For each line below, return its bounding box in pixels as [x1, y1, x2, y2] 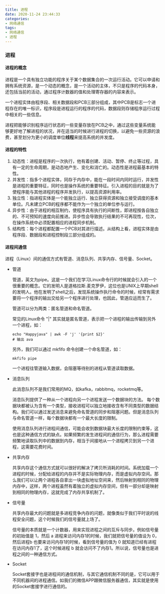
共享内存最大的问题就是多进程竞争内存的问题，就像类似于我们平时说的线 [12, 510, 159, 516]
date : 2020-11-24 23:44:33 [5, 12, 60, 17]
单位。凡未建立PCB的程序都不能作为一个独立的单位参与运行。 [12, 201, 137, 207]
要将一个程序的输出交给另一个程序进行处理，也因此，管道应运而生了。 [12, 295, 155, 301]
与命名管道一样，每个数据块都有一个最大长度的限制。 [12, 415, 120, 421]
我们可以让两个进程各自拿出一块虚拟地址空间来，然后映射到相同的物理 [16, 477, 159, 483]
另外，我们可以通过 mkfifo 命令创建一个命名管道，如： [12, 347, 123, 352]
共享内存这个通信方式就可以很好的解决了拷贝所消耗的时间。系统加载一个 [12, 465, 159, 471]
